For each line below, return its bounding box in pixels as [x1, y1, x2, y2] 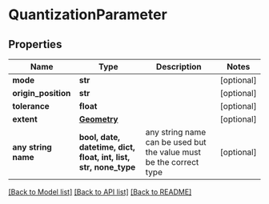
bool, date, [78, 132, 121, 142]
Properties [8, 38, 62, 51]
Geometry [78, 114, 118, 125]
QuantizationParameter [8, 6, 168, 24]
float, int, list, [78, 152, 130, 162]
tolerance [12, 101, 50, 111]
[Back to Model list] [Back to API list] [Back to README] [8, 187, 192, 197]
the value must [145, 146, 202, 158]
